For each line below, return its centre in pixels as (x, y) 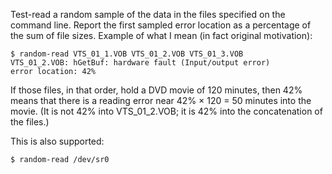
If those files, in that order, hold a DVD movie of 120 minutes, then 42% (156, 90)
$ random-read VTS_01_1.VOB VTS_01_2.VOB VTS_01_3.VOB (127, 54)
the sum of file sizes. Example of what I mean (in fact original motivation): (161, 35)
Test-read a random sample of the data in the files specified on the (148, 14)
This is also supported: (57, 141)
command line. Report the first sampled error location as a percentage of (161, 25)
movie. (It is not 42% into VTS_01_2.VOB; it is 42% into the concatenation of (166, 111)
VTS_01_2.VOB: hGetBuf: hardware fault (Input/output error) (140, 63)
